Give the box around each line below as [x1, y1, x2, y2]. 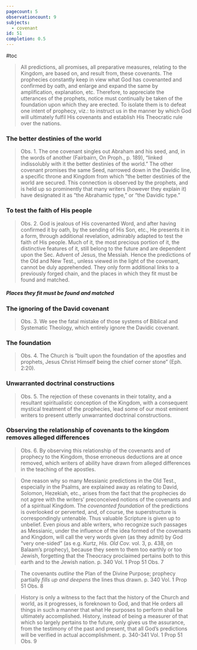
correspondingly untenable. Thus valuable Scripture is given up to [20, 515, 181, 522]
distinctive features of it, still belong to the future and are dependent [20, 245, 186, 252]
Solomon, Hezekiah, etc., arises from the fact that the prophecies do [20, 489, 186, 496]
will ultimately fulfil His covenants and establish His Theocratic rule [20, 114, 183, 121]
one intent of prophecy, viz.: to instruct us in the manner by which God [20, 107, 192, 114]
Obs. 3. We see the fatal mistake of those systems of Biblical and [20, 317, 178, 324]
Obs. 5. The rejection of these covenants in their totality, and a [20, 393, 172, 400]
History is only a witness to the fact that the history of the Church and [20, 593, 189, 601]
